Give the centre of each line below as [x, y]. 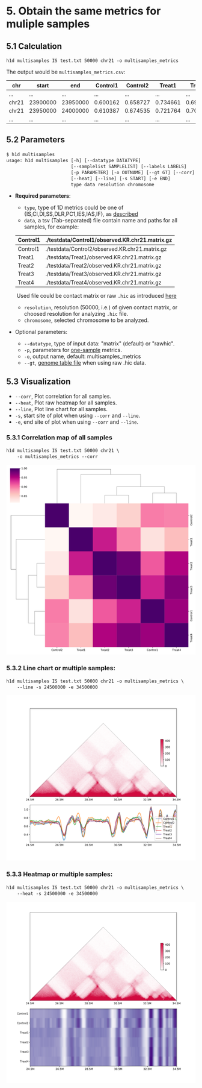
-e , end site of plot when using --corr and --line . [77, 422]
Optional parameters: [41, 332]
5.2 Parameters [35, 140]
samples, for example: [51, 227]
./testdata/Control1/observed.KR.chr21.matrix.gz [109, 240]
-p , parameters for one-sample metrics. [73, 350]
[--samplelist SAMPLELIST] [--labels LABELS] [129, 166]
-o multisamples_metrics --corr [57, 457]
